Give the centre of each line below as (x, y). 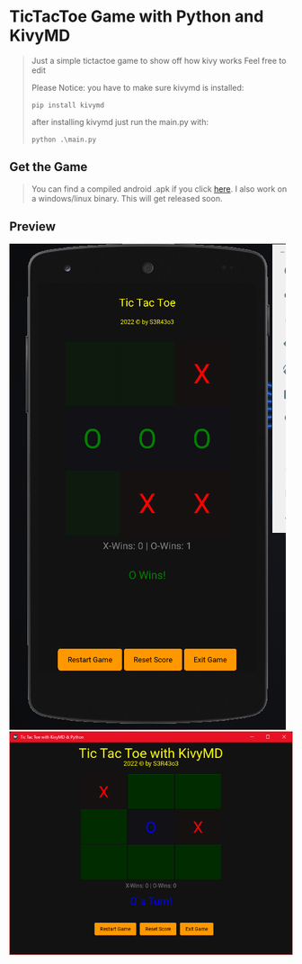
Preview (33, 227)
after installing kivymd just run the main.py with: (120, 122)
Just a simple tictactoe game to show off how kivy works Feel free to (159, 60)
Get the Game (49, 167)
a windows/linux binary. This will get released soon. (127, 198)
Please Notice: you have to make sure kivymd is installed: (138, 87)
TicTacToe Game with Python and (137, 17)
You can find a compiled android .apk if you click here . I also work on (159, 189)
